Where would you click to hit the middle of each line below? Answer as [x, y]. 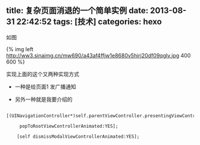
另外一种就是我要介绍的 [43, 99]
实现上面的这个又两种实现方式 [43, 74]
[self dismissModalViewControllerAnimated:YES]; [78, 136]
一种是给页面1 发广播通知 [45, 86]
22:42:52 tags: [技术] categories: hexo [89, 22]
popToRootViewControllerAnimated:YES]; [69, 126]
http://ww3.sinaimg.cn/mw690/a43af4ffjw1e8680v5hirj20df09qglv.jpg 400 [99, 55]
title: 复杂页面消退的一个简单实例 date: [77, 11]
